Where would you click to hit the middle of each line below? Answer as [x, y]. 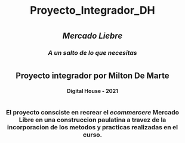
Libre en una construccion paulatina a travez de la [92, 120]
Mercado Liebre [92, 36]
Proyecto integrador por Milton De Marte [92, 76]
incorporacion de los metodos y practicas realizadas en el [92, 128]
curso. [92, 135]
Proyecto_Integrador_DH [92, 10]
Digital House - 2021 [92, 91]
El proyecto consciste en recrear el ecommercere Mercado [92, 113]
